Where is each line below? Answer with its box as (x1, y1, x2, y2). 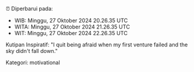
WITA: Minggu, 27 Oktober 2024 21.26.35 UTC (14, 23, 130, 30)
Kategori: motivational (5, 59, 60, 66)
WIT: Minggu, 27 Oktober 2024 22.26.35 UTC (14, 30, 128, 36)
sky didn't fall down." (5, 48, 58, 54)
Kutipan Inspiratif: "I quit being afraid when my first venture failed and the (5, 41, 188, 48)
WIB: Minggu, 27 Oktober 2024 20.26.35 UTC (14, 17, 128, 24)
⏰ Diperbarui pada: (5, 5, 54, 12)
